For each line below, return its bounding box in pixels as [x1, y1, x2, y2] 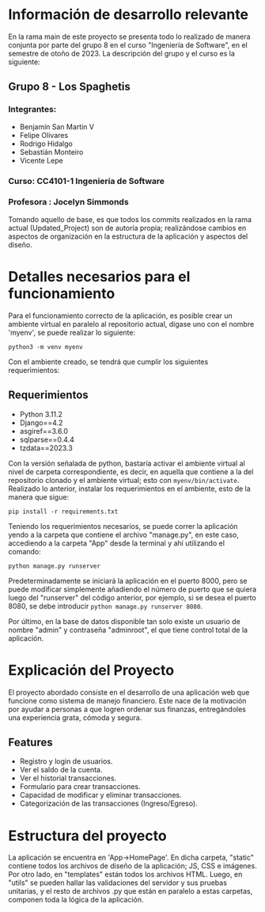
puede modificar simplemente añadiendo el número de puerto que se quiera [8, 584, 257, 594]
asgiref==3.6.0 [19, 426, 69, 435]
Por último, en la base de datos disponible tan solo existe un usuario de [8, 616, 241, 626]
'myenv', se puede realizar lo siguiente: [8, 328, 136, 337]
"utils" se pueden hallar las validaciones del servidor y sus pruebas [8, 878, 228, 887]
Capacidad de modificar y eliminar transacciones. [19, 791, 182, 800]
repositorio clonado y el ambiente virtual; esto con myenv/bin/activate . [8, 475, 240, 485]
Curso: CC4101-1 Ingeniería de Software [8, 175, 165, 186]
